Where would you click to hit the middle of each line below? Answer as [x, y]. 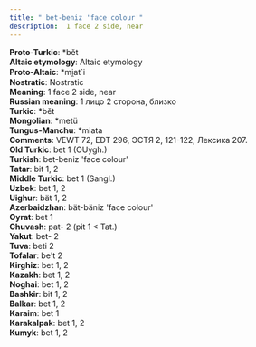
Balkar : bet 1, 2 [38, 304]
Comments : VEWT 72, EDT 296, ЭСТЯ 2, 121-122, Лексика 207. [129, 140]
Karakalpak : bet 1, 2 [47, 323]
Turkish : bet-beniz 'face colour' [69, 159]
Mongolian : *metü [44, 120]
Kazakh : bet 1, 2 [40, 275]
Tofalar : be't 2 [36, 255]
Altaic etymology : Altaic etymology [76, 62]
